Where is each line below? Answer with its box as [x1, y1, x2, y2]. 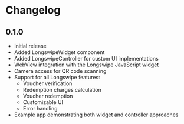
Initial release [14, 42, 47, 49]
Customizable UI [22, 99, 63, 106]
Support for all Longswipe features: [14, 74, 101, 81]
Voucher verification [22, 80, 73, 87]
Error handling [22, 105, 58, 112]
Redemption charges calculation [22, 86, 101, 93]
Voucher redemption [22, 92, 73, 99]
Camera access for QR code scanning [14, 68, 107, 74]
